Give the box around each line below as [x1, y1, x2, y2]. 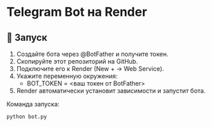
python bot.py [6, 113, 48, 120]
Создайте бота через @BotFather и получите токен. [16, 50, 168, 58]
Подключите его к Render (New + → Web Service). [16, 65, 164, 72]
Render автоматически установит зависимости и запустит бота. [16, 87, 206, 95]
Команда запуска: [6, 100, 60, 108]
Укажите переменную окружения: [16, 72, 118, 80]
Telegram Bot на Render [6, 4, 148, 20]
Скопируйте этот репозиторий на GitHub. [16, 57, 139, 66]
